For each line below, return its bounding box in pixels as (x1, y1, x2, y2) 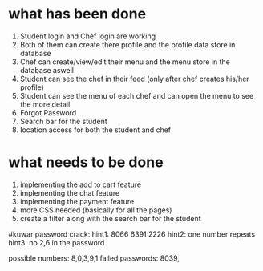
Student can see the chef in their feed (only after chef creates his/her (19, 74, 250, 83)
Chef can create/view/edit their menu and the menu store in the (19, 57, 230, 67)
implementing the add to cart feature (19, 180, 142, 189)
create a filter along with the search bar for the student (19, 213, 202, 223)
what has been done (8, 5, 147, 23)
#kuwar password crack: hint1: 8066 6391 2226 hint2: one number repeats (8, 229, 255, 239)
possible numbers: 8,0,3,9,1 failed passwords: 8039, (8, 253, 180, 263)
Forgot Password (19, 107, 77, 117)
